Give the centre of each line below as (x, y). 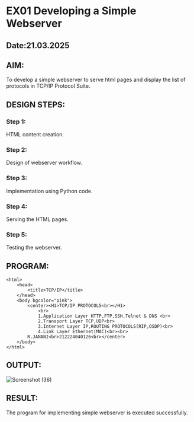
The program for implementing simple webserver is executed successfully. (97, 413)
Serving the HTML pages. (38, 219)
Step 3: (17, 178)
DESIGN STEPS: (36, 105)
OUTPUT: (24, 365)
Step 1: (16, 122)
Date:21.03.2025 (38, 45)
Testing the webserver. (34, 248)
